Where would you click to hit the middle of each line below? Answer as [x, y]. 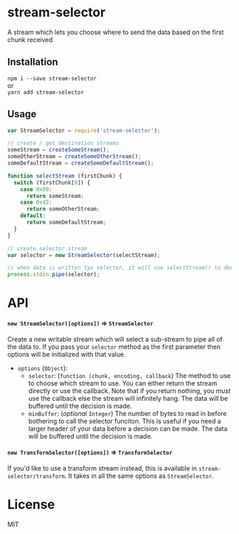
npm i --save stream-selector [52, 78]
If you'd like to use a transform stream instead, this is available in [102, 468]
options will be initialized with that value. [67, 354]
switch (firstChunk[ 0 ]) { [52, 182]
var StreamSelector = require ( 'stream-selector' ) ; [84, 130]
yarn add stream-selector [46, 92]
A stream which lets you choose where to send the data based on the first [116, 32]
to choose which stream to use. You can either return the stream [123, 383]
